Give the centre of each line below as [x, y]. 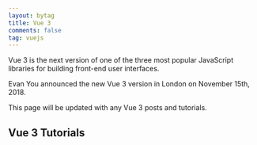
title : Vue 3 [30, 23]
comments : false [35, 30]
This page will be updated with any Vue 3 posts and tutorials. [108, 108]
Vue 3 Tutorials [47, 133]
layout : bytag [32, 15]
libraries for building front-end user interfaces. [84, 69]
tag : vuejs [26, 38]
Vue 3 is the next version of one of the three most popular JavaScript [121, 60]
